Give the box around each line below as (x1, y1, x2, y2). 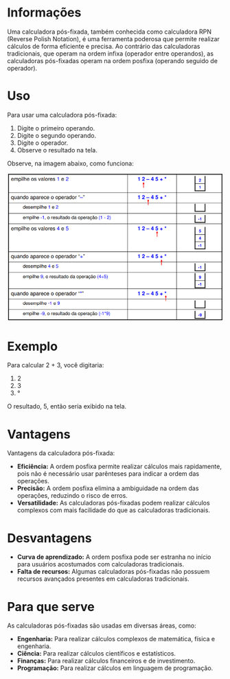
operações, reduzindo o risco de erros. (16, 492, 128, 500)
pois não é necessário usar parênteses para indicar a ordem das (16, 470, 200, 478)
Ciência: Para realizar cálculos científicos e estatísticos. (16, 649, 176, 658)
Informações (7, 5, 82, 21)
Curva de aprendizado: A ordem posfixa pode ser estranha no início (16, 553, 211, 561)
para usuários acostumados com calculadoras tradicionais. (16, 560, 185, 568)
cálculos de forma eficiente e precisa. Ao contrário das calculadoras (7, 42, 200, 50)
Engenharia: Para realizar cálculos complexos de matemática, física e (16, 635, 215, 643)
